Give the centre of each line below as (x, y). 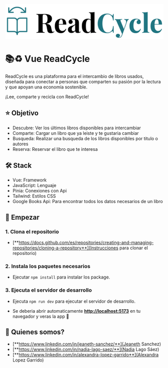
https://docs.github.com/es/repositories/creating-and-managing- (86, 243)
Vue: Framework (29, 180)
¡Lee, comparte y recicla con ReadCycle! (47, 97)
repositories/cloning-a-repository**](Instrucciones (65, 248)
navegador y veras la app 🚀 (41, 316)
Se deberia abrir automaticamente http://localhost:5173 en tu (76, 311)
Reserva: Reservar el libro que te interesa (55, 149)
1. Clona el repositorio (32, 231)
